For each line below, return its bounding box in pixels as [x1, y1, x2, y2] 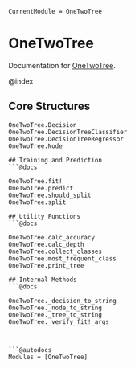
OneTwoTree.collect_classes [8, 247, 103, 256]
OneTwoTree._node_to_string [8, 304, 103, 312]
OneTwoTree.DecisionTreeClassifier [8, 128, 128, 136]
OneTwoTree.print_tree [8, 261, 84, 269]
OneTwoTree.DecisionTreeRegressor [8, 135, 125, 143]
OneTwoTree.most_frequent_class [8, 254, 117, 263]
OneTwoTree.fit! [8, 177, 63, 185]
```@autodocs [8, 346, 52, 354]
